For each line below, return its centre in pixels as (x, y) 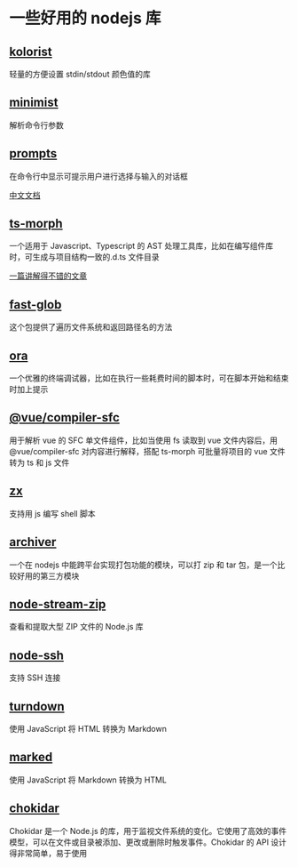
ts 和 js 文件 (48, 462)
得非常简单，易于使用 (48, 853)
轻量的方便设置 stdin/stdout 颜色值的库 (80, 74)
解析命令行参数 (36, 124)
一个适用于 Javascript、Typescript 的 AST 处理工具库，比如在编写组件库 (141, 246)
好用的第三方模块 (48, 575)
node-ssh (37, 655)
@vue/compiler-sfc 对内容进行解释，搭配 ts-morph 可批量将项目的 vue (138, 451)
